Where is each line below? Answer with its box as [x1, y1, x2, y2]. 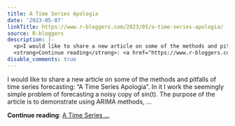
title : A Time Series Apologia [7, 10, 99, 17]
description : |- [7, 36, 55, 43]
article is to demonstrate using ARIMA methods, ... [7, 97, 152, 106]
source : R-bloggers [7, 29, 64, 37]
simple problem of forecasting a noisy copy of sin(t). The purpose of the [7, 90, 215, 98]
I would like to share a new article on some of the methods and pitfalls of [7, 75, 217, 83]
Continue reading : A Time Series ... [7, 111, 110, 119]
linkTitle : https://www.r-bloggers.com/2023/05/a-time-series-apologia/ [7, 23, 224, 30]
